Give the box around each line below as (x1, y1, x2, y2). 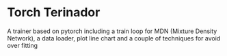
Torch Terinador (7, 5, 101, 20)
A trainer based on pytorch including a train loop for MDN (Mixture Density (7, 27, 217, 35)
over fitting (7, 41, 38, 49)
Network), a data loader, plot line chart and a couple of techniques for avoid (7, 34, 221, 42)
